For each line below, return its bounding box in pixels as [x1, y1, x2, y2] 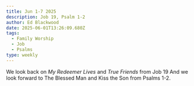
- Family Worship [11, 36, 54, 42]
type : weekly [6, 52, 38, 58]
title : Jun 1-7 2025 [6, 8, 57, 15]
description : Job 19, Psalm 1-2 [6, 14, 85, 20]
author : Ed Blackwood [6, 19, 59, 25]
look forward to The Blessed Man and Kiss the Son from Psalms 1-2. [6, 74, 171, 81]
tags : [6, 30, 19, 36]
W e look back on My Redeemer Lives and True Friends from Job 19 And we [6, 68, 188, 75]
